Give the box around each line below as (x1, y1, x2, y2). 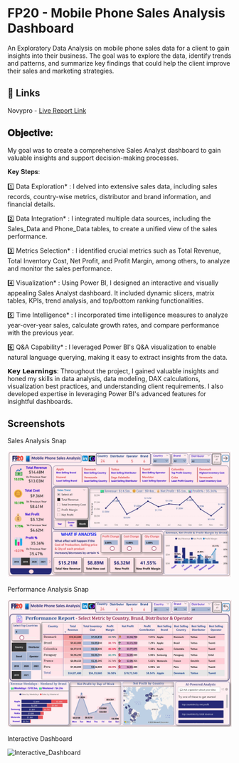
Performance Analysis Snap (7, 585, 89, 594)
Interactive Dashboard (7, 734, 73, 743)
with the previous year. (7, 328, 75, 337)
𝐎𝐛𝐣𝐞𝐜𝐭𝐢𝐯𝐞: (7, 127, 53, 139)
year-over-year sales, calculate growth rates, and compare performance (7, 320, 220, 329)
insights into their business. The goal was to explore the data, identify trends (7, 51, 232, 60)
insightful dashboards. (7, 397, 73, 405)
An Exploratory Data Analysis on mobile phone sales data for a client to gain (7, 44, 230, 52)
